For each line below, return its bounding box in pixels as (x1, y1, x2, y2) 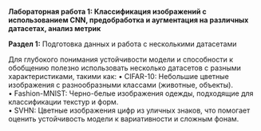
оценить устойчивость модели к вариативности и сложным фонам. (8, 114, 239, 123)
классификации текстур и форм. (8, 97, 119, 106)
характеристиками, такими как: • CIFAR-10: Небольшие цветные (8, 72, 230, 81)
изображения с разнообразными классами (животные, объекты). (8, 80, 234, 89)
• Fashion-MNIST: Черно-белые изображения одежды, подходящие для (8, 89, 254, 98)
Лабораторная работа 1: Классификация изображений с (8, 7, 207, 16)
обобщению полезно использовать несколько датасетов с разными (8, 63, 242, 73)
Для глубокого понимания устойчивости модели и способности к (8, 55, 234, 64)
